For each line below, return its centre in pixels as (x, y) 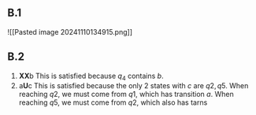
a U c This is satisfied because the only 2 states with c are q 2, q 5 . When (134, 86)
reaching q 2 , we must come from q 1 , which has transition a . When (126, 95)
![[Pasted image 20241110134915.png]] (70, 32)
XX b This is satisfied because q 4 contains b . (91, 76)
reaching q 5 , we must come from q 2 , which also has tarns (113, 102)
